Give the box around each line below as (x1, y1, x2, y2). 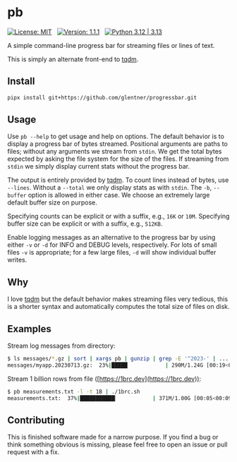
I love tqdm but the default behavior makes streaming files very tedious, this (7, 295, 228, 303)
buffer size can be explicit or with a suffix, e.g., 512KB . (7, 219, 163, 228)
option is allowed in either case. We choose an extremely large (28, 191, 210, 200)
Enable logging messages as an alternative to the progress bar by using (7, 233, 216, 242)
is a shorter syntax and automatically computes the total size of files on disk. (7, 303, 230, 311)
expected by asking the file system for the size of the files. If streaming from (7, 154, 229, 163)
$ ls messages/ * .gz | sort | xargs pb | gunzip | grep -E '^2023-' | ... (7, 355, 229, 363)
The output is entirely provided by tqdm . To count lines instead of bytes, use (7, 176, 229, 184)
